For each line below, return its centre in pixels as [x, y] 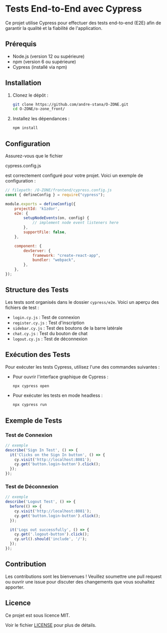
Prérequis [21, 44]
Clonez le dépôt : [30, 95]
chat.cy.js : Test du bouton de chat [50, 333]
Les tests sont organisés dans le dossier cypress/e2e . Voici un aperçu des [82, 302]
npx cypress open [31, 386]
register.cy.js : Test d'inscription [48, 323]
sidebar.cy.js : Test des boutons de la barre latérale [68, 328]
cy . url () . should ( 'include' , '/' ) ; [51, 539]
